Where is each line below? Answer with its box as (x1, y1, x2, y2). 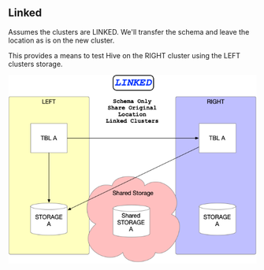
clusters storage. (8, 59, 63, 68)
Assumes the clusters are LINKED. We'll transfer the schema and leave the (8, 27, 250, 36)
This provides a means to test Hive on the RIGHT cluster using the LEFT (8, 50, 241, 60)
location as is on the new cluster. (8, 35, 115, 45)
